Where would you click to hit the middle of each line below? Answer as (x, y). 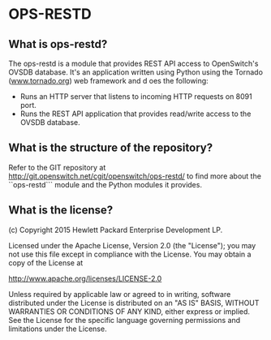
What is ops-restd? (58, 44)
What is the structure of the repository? (111, 148)
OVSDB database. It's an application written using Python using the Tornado (136, 72)
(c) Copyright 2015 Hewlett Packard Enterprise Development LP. (116, 230)
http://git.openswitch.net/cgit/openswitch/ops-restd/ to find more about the (135, 176)
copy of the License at (46, 263)
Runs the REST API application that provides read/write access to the (135, 114)
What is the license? (61, 211)
